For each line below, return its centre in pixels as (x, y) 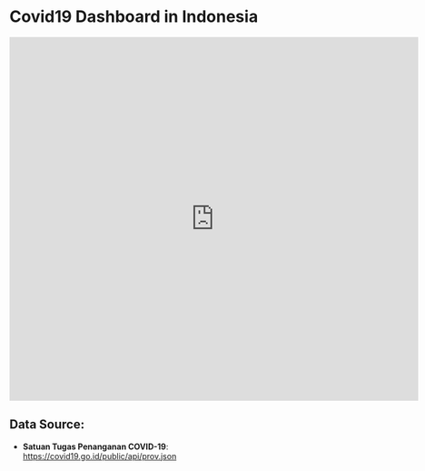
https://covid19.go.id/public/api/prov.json (99, 456)
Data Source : (47, 425)
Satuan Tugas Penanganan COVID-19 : (95, 446)
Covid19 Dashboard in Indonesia (134, 17)
